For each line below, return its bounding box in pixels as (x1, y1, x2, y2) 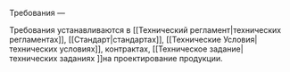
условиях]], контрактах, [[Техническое (59, 44, 208, 54)
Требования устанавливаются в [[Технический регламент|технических (9, 25, 282, 35)
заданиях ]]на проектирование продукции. (59, 53, 223, 63)
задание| (209, 44, 244, 54)
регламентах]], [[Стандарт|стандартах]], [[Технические (9, 35, 221, 44)
